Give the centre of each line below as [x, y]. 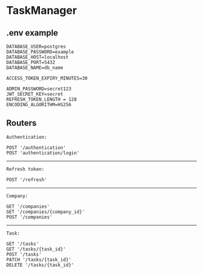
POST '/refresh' [27, 180]
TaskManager [42, 11]
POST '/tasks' [24, 254]
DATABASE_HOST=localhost [37, 57]
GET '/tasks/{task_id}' [36, 249]
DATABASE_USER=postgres [36, 46]
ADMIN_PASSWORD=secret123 [39, 89]
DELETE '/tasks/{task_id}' [40, 265]
